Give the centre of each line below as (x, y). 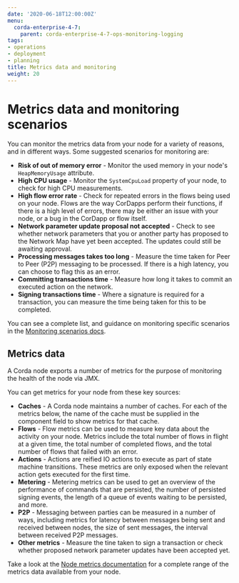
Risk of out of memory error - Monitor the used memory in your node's (123, 166)
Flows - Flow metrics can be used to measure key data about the (113, 429)
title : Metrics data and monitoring (62, 67)
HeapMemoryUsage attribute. (56, 173)
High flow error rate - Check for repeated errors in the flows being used (124, 196)
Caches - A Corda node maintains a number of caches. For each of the (122, 406)
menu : (15, 21)
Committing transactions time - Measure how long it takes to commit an (125, 279)
